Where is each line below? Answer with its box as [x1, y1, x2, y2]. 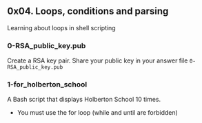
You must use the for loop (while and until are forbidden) [17, 109, 178, 117]
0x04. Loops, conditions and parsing [7, 5, 169, 17]
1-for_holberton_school [7, 80, 88, 89]
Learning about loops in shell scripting [7, 23, 116, 32]
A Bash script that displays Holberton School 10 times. [7, 96, 161, 104]
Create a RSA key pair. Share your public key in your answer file [7, 56, 188, 65]
